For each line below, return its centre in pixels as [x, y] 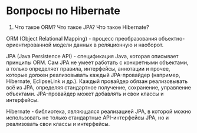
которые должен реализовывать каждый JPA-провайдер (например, [93, 75]
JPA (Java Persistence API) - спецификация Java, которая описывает [92, 56]
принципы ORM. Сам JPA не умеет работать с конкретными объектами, [97, 62]
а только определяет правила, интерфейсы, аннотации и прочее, [88, 68]
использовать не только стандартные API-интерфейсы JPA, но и [88, 117]
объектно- [172, 38]
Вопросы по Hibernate [63, 11]
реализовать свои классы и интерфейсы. [58, 124]
